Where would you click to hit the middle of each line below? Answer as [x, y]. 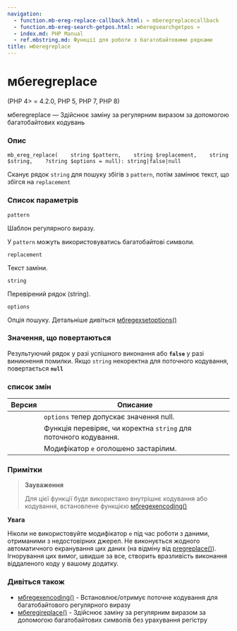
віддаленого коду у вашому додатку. [63, 564]
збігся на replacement [39, 182]
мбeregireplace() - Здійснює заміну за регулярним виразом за [111, 612]
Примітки [25, 470]
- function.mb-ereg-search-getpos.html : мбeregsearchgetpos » [107, 27]
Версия [24, 405]
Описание [135, 405]
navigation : [25, 14]
